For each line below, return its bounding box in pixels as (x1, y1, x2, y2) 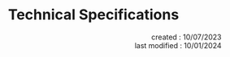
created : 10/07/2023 (151, 32, 222, 42)
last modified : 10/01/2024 (134, 40, 222, 50)
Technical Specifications (7, 6, 180, 24)
